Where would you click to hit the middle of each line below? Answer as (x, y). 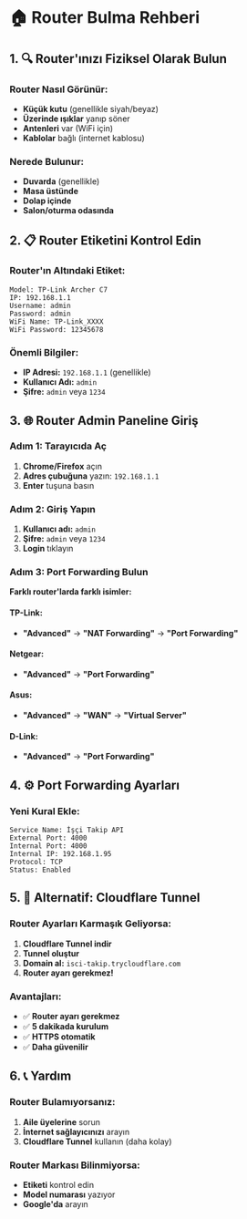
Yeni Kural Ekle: (45, 811)
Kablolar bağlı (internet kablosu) (84, 138)
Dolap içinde (47, 201)
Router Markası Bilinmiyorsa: (75, 1165)
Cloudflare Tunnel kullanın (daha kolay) (97, 1142)
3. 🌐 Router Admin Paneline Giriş (104, 420)
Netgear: (26, 654)
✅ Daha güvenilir (55, 1047)
